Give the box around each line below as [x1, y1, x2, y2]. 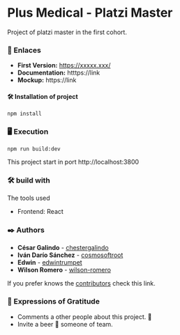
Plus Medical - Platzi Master [7, 5, 173, 21]
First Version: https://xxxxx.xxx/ [17, 61, 111, 70]
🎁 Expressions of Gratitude [7, 297, 100, 306]
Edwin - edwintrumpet [17, 258, 82, 267]
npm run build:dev [7, 145, 61, 153]
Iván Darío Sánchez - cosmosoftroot [17, 251, 123, 259]
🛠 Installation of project [7, 92, 78, 100]
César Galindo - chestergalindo [17, 244, 110, 252]
